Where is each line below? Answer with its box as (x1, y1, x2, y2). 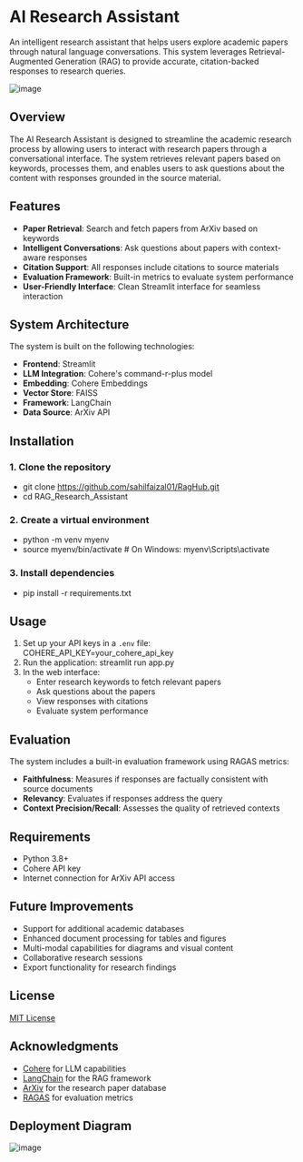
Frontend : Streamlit (22, 359, 96, 369)
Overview (9, 109, 66, 125)
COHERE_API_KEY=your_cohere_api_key (22, 648, 174, 659)
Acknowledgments (9, 1039, 120, 1055)
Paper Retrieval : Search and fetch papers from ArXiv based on (22, 223, 259, 234)
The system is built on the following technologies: (9, 341, 195, 352)
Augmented (9, 56, 54, 66)
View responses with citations (35, 696, 149, 707)
